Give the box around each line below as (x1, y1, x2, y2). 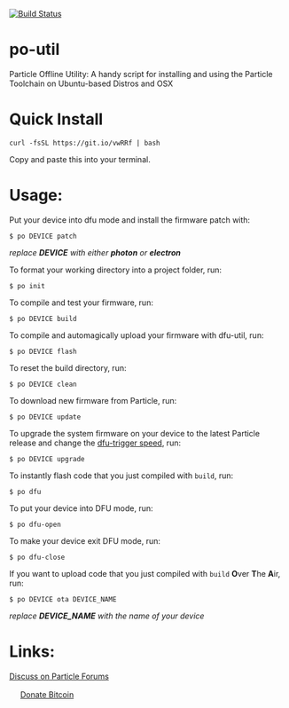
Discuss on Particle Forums (9, 671, 109, 681)
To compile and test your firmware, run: (9, 297, 153, 308)
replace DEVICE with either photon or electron (9, 247, 182, 257)
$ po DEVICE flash (9, 347, 77, 356)
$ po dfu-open (9, 520, 62, 529)
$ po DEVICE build (9, 314, 77, 323)
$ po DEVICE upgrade (9, 454, 86, 463)
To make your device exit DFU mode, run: (9, 535, 161, 546)
